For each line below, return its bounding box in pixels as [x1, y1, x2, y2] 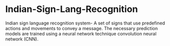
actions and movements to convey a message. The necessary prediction [5, 25, 158, 31]
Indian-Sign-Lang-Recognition [5, 3, 138, 15]
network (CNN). [5, 36, 39, 42]
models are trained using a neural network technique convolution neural [5, 30, 157, 36]
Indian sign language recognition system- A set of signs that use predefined [5, 20, 165, 26]
